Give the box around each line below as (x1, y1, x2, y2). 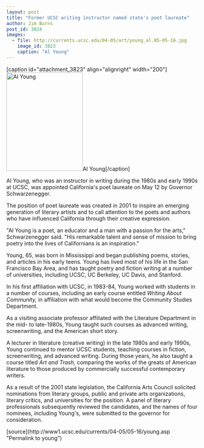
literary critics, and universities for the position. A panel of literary (6, 396, 171, 404)
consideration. (6, 416, 43, 423)
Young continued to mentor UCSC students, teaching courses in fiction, (6, 345, 186, 353)
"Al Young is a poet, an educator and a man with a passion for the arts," (6, 226, 186, 234)
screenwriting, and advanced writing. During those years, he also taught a (6, 352, 193, 359)
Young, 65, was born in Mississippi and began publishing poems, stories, (6, 252, 190, 259)
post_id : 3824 (6, 26, 43, 32)
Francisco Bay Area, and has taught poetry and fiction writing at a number (6, 264, 192, 272)
